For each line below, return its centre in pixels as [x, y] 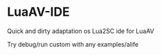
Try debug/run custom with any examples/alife [73, 44]
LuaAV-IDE [38, 12]
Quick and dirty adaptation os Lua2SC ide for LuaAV [81, 31]
